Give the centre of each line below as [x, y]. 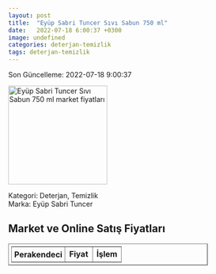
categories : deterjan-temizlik [60, 45]
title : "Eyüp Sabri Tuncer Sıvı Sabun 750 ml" [88, 23]
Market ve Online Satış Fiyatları [87, 229]
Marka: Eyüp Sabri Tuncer [51, 204]
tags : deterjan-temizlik [49, 52]
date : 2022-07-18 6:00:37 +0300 [65, 30]
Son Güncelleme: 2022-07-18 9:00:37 [70, 75]
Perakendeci [39, 254]
